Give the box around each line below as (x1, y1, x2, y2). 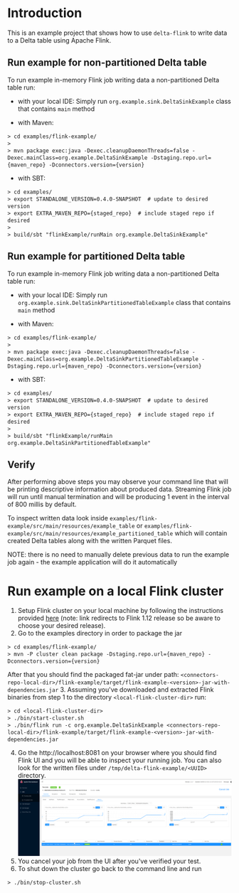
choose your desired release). (17, 621, 106, 630)
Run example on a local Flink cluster (7, 583, 224, 599)
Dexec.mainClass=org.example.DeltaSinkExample (7, 154, 148, 161)
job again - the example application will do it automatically (7, 558, 178, 567)
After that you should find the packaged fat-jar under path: (7, 670, 179, 679)
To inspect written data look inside (7, 514, 109, 523)
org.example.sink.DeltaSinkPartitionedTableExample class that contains (17, 298, 231, 306)
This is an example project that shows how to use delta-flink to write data (7, 28, 228, 37)
